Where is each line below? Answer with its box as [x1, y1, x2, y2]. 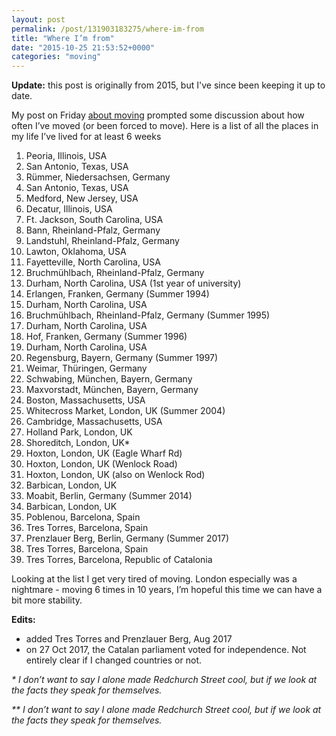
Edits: [11, 614, 36, 626]
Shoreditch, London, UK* [25, 437, 131, 449]
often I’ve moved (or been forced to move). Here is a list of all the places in [11, 120, 319, 132]
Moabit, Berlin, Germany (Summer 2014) [25, 490, 193, 502]
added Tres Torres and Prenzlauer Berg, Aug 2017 [25, 633, 233, 645]
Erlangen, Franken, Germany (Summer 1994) [25, 288, 210, 300]
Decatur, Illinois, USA [25, 203, 113, 215]
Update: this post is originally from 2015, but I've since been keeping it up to [11, 79, 326, 91]
